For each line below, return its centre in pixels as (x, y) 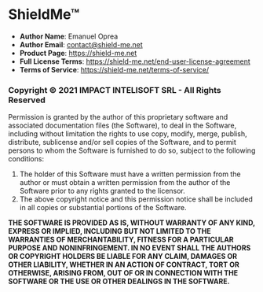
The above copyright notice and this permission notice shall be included (136, 199)
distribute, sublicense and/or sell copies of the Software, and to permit (122, 142)
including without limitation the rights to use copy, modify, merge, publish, (128, 134)
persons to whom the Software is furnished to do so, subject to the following (132, 150)
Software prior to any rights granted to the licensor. (102, 191)
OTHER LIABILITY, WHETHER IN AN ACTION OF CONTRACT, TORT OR (124, 264)
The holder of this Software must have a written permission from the (130, 174)
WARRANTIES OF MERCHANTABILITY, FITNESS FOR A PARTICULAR (121, 240)
